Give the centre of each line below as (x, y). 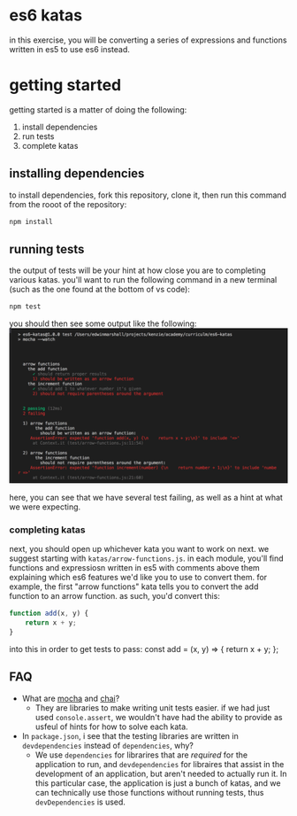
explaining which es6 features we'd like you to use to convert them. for (138, 578)
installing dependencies (77, 174)
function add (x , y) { (49, 614)
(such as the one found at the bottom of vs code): (99, 290)
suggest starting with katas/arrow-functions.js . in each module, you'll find (147, 558)
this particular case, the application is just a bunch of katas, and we (158, 783)
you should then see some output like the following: (103, 323)
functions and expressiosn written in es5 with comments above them (135, 568)
